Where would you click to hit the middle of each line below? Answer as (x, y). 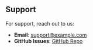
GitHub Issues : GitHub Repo (48, 41)
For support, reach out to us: (40, 23)
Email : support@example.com (50, 35)
